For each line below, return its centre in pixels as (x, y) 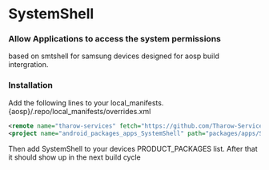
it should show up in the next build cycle (75, 157)
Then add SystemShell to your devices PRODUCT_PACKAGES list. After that (133, 148)
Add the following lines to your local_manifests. (86, 103)
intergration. (28, 65)
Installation (31, 85)
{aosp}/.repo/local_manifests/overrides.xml (80, 111)
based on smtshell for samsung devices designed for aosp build (114, 56)
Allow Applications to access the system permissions (115, 39)
